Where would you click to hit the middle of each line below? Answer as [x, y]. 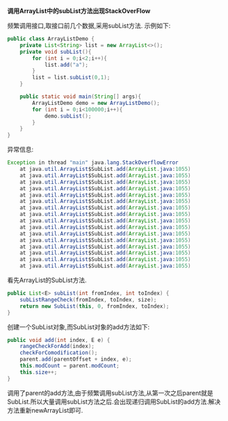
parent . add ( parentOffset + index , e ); [76, 360]
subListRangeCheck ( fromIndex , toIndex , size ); [88, 299]
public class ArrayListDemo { [51, 39]
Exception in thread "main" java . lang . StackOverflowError [93, 163]
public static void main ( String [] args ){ [80, 97]
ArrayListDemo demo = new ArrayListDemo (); [96, 103]
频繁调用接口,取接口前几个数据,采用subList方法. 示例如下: [89, 26]
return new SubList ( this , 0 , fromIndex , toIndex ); [95, 306]
